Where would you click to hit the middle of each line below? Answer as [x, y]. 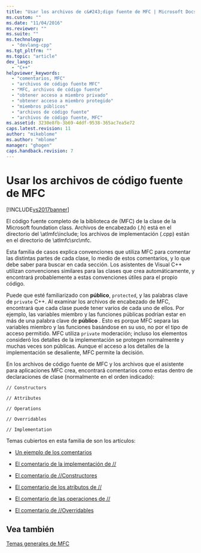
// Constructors [26, 388]
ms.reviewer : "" [26, 28]
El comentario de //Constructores [56, 476]
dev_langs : [20, 62]
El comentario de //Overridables [54, 511]
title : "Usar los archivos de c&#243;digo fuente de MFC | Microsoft [95, 12]
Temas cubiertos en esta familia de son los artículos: [71, 441]
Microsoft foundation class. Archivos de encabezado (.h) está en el [89, 227]
